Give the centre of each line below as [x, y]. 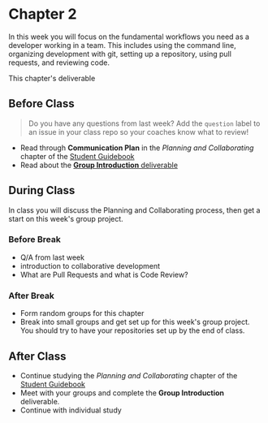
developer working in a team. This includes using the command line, [123, 45]
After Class [37, 356]
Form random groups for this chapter [82, 313]
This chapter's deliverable [52, 78]
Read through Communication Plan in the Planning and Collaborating [137, 148]
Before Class [41, 104]
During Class [42, 190]
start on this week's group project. [66, 218]
